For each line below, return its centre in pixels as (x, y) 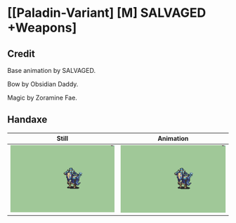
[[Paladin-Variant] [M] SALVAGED (107, 13)
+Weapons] (42, 28)
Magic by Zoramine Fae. (42, 97)
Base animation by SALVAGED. (52, 70)
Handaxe (27, 120)
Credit (21, 54)
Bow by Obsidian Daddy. (43, 84)
